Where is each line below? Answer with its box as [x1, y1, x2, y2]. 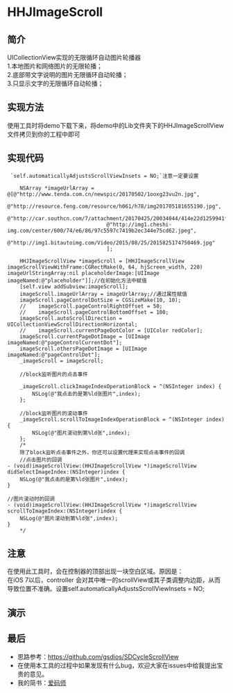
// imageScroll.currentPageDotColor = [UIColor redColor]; [19, 327, 203, 334]
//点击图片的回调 [19, 456, 62, 463]
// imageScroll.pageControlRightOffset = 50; [19, 303, 163, 310]
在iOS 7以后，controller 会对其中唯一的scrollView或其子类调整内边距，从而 [7, 576, 221, 584]
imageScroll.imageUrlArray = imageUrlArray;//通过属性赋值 [19, 290, 187, 297]
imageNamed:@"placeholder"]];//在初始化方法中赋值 [7, 277, 147, 284]
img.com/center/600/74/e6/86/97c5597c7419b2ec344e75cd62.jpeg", [7, 227, 197, 234]
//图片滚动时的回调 [7, 495, 55, 502]
